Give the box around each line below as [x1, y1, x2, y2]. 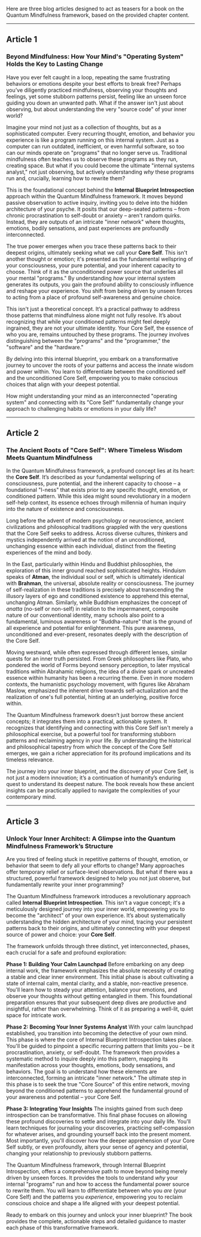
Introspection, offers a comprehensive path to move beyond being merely [6, 1168, 188, 1175]
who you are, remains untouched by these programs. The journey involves [6, 330, 190, 338]
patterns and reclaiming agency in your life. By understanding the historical [6, 737, 191, 744]
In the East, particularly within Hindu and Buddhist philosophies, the [6, 561, 173, 568]
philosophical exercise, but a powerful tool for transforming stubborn [6, 731, 176, 738]
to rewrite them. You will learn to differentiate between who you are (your [6, 1187, 187, 1194]
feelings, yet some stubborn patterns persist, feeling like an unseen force [6, 92, 187, 100]
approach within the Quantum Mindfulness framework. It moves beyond [6, 192, 184, 200]
